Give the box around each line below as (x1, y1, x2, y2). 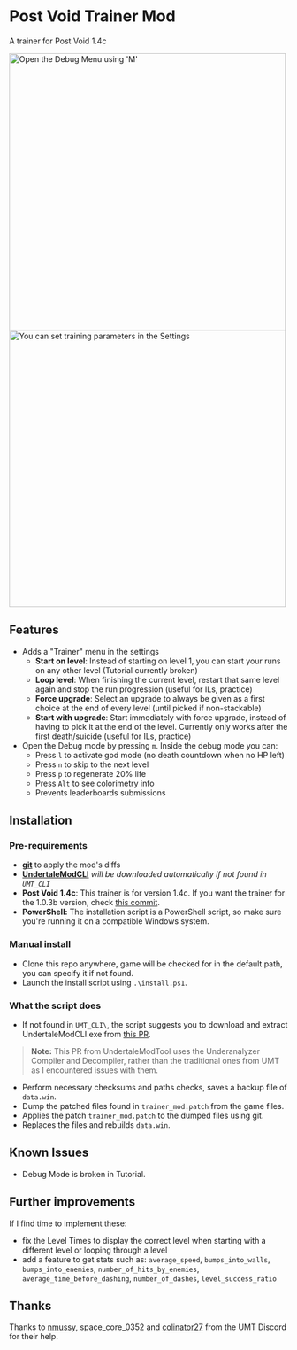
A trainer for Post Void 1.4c (9, 35, 107, 46)
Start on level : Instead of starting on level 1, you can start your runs (34, 656, 281, 666)
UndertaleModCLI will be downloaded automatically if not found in (21, 869, 267, 880)
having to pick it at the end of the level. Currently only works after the (34, 721, 288, 732)
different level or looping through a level (21, 1245, 168, 1255)
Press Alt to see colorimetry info (34, 778, 155, 788)
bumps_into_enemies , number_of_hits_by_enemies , (21, 1263, 200, 1274)
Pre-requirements (9, 840, 88, 852)
